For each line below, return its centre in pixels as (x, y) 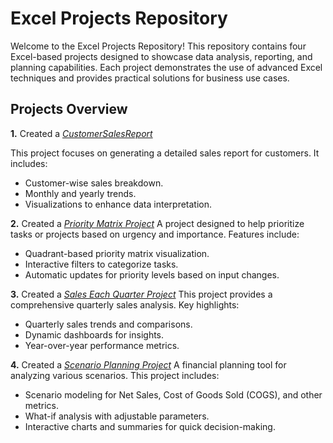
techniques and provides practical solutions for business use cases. (150, 78)
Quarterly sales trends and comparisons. (108, 324)
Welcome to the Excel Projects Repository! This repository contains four (158, 46)
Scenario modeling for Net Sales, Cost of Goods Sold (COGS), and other (173, 394)
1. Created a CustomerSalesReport (81, 133)
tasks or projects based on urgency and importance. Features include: (155, 234)
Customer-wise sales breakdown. (94, 183)
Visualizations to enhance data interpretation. (118, 204)
